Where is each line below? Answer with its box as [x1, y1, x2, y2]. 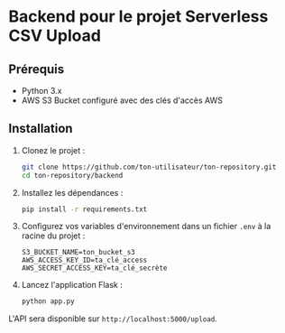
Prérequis [8, 61, 65, 77]
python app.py [21, 297, 75, 306]
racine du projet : [21, 230, 86, 241]
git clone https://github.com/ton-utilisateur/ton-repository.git [21, 162, 277, 171]
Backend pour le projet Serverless [8, 6, 269, 27]
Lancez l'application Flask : [21, 280, 123, 291]
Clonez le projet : [21, 144, 86, 155]
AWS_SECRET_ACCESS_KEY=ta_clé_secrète [21, 264, 168, 273]
